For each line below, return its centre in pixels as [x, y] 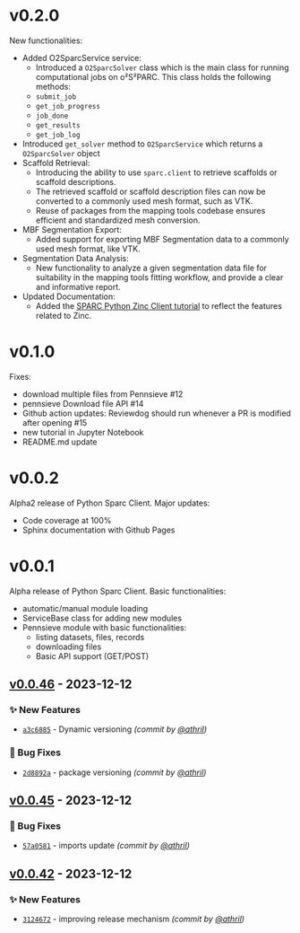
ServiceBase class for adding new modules [102, 618]
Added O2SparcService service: [81, 57]
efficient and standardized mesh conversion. [118, 220]
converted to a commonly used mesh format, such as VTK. [144, 201]
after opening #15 [55, 422]
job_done [52, 116]
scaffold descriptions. [76, 181]
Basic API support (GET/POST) [92, 656]
